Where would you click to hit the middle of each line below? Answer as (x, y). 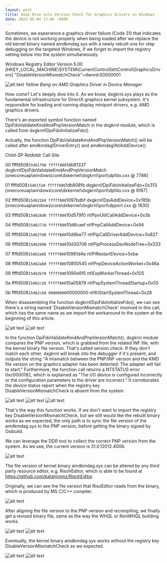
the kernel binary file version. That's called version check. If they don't (78, 348)
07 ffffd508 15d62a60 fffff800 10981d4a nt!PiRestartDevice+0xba (72, 254)
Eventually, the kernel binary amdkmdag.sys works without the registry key (82, 541)
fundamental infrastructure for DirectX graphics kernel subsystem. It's (77, 99)
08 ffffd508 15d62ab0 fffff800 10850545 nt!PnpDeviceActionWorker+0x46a (82, 263)
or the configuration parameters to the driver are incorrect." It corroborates (82, 380)
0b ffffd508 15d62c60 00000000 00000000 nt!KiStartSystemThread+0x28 (79, 292)
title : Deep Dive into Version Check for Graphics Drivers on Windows (80, 14)
